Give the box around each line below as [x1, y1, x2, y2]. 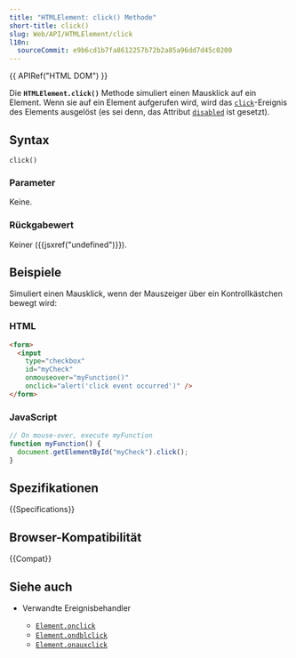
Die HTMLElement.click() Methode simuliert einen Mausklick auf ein [9, 88, 257, 99]
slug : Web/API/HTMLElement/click [9, 29, 133, 38]
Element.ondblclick [35, 631, 108, 640]
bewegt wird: [9, 298, 58, 309]
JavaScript [9, 411, 58, 423]
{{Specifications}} [9, 504, 76, 515]
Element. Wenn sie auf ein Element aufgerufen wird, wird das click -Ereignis [9, 97, 287, 108]
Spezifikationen [9, 480, 100, 495]
